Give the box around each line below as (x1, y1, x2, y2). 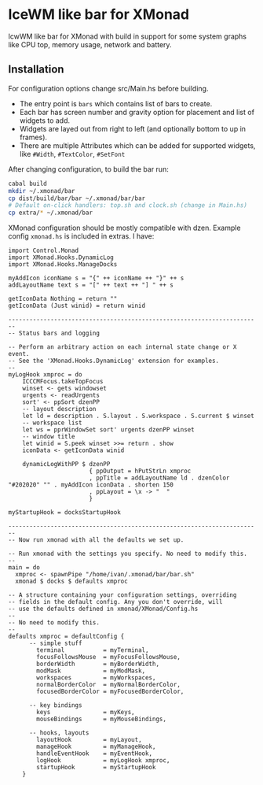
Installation (8, 63, 64, 76)
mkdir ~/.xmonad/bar (8, 187, 76, 194)
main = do (8, 564, 41, 572)
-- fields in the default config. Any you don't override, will (8, 598, 223, 606)
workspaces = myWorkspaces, (36, 674, 156, 682)
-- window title (22, 433, 76, 441)
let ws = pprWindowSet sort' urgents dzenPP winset (22, 426, 195, 434)
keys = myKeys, (36, 709, 135, 716)
